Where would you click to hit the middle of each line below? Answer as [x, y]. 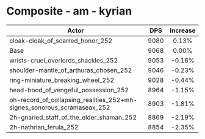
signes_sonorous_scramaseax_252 [60, 107]
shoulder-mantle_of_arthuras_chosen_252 [71, 70]
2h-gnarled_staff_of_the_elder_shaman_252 [73, 117]
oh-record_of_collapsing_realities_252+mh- [73, 100]
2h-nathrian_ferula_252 [44, 127]
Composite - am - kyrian [69, 11]
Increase [183, 30]
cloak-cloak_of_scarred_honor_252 [61, 41]
